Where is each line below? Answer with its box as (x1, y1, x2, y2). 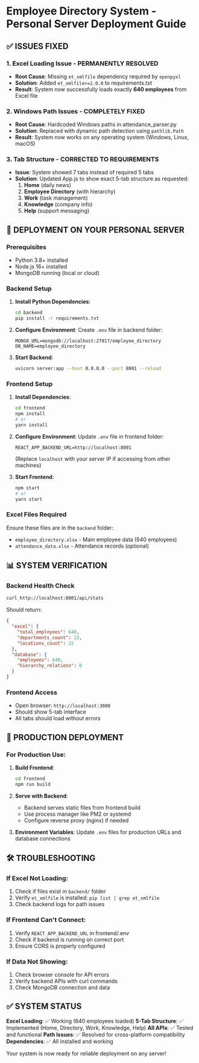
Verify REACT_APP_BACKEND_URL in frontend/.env (14, 929, 130, 936)
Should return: (6, 606, 42, 614)
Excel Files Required (6, 510, 67, 519)
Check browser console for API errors (14, 971, 110, 978)
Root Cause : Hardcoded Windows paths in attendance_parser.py (14, 121, 177, 128)
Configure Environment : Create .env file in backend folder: (14, 326, 163, 334)
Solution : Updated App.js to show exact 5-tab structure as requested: (14, 175, 189, 182)
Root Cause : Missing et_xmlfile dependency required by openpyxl (14, 72, 182, 80)
